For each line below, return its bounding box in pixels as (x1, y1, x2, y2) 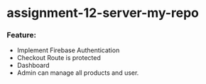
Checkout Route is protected (16, 54, 101, 62)
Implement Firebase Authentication (16, 46, 120, 54)
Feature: (6, 30, 37, 40)
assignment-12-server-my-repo (6, 5, 200, 21)
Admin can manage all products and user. (16, 68, 139, 77)
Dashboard (16, 61, 50, 70)
